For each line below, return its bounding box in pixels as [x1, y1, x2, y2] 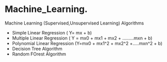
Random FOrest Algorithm [12, 51, 67, 57]
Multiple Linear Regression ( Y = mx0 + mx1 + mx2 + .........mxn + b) [12, 35, 152, 41]
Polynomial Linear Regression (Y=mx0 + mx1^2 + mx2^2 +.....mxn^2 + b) [12, 40, 162, 46]
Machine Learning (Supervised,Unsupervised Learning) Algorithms [5, 20, 144, 26]
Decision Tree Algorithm [12, 45, 63, 51]
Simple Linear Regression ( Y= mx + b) [12, 29, 92, 35]
